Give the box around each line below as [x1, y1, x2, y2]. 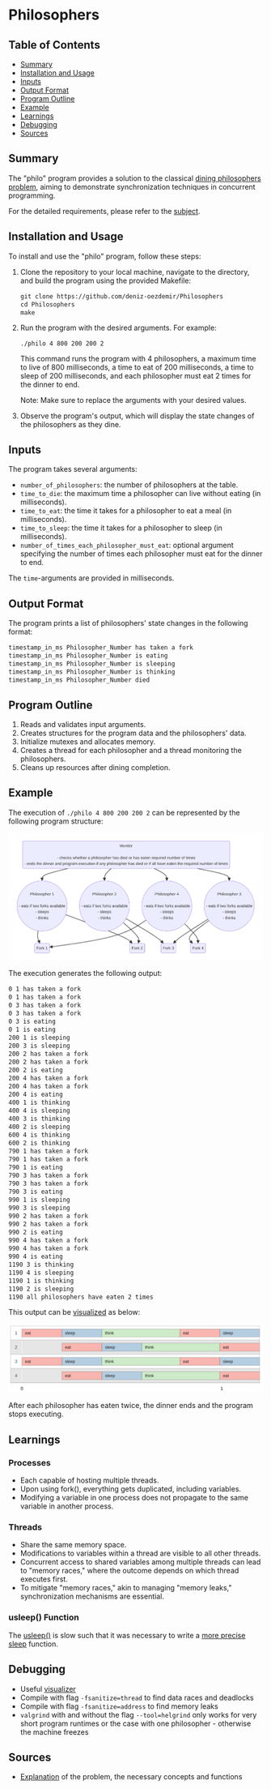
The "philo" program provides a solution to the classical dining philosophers [8, 173, 261, 183]
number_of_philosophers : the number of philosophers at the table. [19, 480, 239, 490]
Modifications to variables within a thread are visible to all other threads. [19, 1548, 261, 1558]
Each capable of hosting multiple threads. [19, 1475, 159, 1485]
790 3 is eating [8, 1188, 63, 1196]
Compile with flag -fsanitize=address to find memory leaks [19, 1701, 218, 1711]
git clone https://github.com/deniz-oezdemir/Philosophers [19, 292, 224, 301]
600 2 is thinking [8, 1139, 70, 1147]
